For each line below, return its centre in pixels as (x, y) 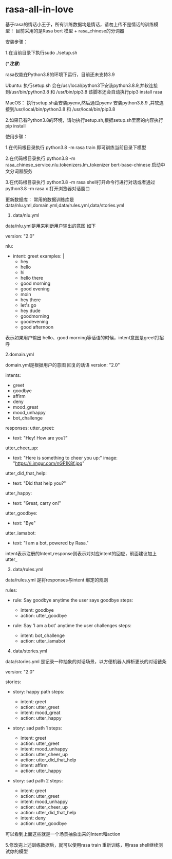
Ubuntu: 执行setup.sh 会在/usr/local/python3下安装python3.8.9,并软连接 (82, 85)
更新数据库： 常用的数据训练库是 (40, 199)
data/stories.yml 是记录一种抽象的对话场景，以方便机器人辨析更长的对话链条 (86, 661)
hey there (31, 300)
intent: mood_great (40, 712)
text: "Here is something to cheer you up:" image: (65, 458)
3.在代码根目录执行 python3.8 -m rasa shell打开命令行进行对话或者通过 (80, 182)
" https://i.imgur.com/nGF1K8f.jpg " (49, 463)
